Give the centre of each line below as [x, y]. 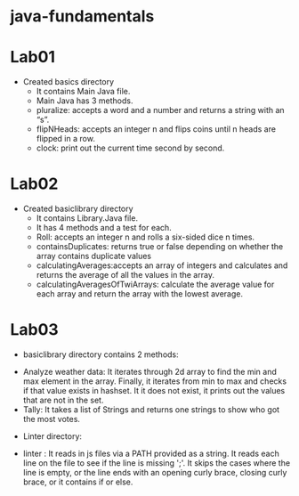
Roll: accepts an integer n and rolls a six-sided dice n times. [145, 237]
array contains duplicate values [94, 256]
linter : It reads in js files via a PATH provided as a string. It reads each [151, 453]
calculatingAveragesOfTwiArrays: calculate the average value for [155, 285]
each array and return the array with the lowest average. [140, 294]
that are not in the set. [63, 400]
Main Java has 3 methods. [85, 101]
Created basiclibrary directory [78, 209]
